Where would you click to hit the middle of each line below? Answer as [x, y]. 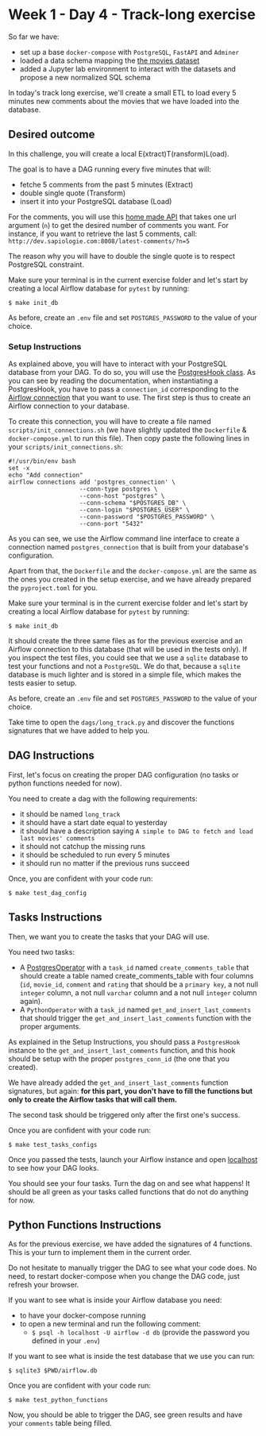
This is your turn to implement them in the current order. [100, 1253]
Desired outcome [52, 135]
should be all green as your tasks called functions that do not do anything [128, 1191]
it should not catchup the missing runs [82, 846]
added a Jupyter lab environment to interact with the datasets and [128, 68]
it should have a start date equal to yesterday [94, 822]
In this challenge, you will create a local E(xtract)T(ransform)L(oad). [119, 153]
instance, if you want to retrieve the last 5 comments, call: [103, 234]
